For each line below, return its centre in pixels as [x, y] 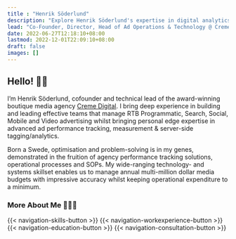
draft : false [26, 46]
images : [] [23, 53]
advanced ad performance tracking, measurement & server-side [100, 128]
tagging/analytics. [33, 136]
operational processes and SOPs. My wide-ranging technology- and [106, 164]
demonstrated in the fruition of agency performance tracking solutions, [110, 157]
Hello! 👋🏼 [28, 82]
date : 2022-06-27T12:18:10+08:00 [56, 33]
